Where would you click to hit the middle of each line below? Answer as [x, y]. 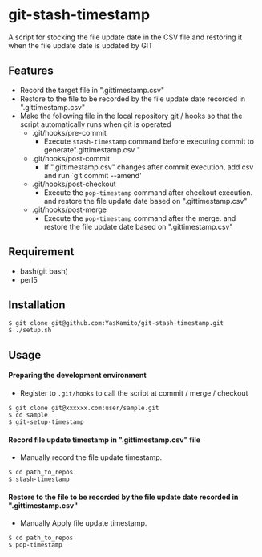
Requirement [41, 252]
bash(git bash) [44, 271]
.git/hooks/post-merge [69, 209]
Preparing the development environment [77, 376]
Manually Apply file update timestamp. [83, 523]
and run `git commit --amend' [93, 175]
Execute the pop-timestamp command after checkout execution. [148, 192]
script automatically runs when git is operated [95, 124]
